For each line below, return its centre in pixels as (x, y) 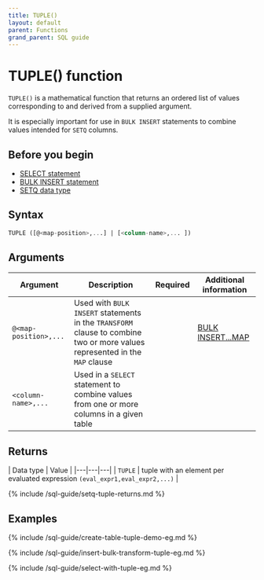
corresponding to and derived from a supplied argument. (100, 106)
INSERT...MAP (224, 337)
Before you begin (51, 154)
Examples (33, 518)
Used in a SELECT (104, 374)
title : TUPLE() (33, 15)
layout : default (35, 23)
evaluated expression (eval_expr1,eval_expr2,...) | (93, 479)
